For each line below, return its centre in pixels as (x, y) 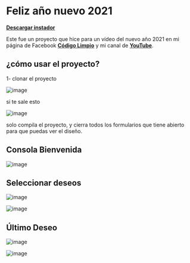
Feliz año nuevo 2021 (59, 11)
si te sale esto (23, 101)
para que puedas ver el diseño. (44, 131)
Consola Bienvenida (44, 150)
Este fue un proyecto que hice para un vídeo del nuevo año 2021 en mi (93, 39)
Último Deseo (32, 228)
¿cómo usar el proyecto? (53, 64)
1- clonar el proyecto (32, 78)
